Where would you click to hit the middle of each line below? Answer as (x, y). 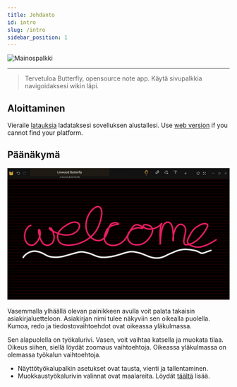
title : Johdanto (31, 15)
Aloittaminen (36, 108)
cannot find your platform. (45, 133)
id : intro (22, 22)
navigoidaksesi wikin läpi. (62, 86)
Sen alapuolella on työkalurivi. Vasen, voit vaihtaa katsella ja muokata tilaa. (116, 340)
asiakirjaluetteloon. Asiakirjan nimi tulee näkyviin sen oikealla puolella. (109, 318)
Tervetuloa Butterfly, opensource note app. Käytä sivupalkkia (113, 78)
